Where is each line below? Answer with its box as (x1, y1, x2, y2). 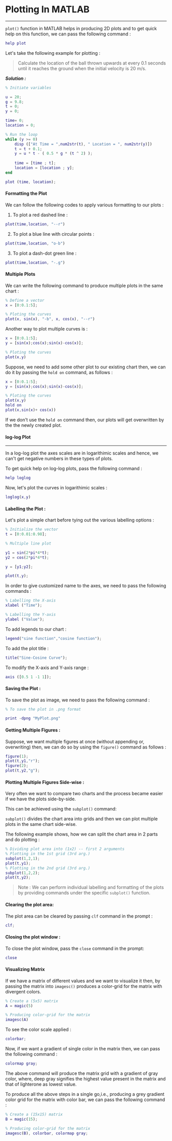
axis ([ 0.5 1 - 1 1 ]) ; (5, 674, 52, 679)
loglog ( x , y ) (5, 494, 31, 500)
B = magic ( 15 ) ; (5, 1116, 38, 1122)
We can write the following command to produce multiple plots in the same (5, 282, 163, 288)
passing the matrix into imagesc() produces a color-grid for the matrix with (5, 983, 162, 989)
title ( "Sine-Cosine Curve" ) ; (5, 655, 68, 660)
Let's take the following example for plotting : (5, 50, 101, 56)
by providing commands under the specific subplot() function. (17, 890, 150, 896)
